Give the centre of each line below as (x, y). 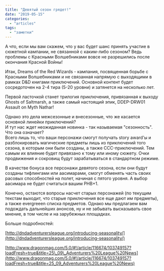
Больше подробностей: (29, 223)
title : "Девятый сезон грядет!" (38, 10)
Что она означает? (24, 132)
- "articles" (23, 23)
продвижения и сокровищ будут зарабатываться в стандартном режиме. (82, 158)
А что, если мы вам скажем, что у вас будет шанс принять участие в (78, 46)
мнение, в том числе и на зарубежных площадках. (58, 214)
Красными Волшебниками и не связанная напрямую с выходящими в (79, 77)
